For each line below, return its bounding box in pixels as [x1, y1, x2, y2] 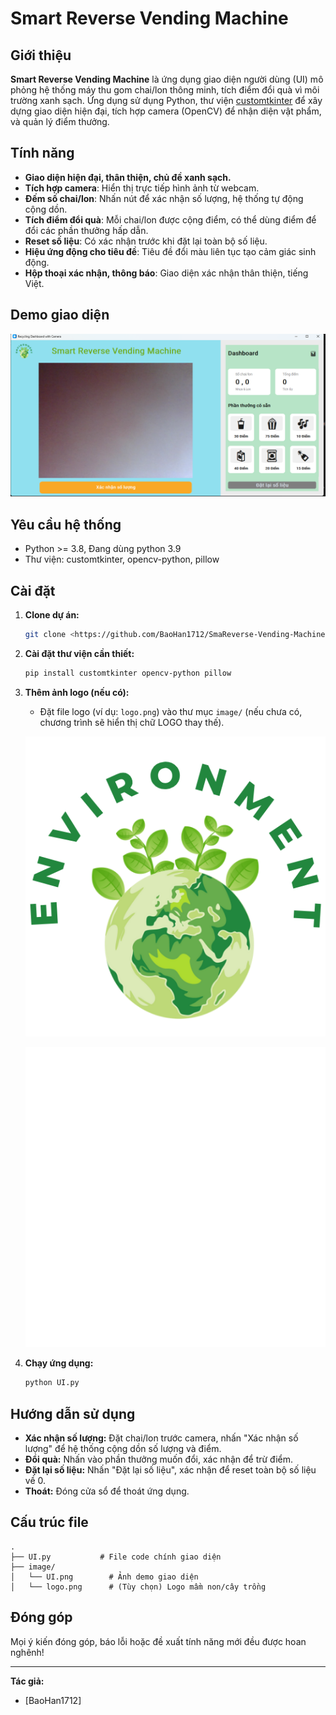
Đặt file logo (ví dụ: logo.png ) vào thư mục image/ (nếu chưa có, [39, 705, 303, 717]
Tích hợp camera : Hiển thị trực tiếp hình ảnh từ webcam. [24, 182, 260, 194]
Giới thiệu [10, 47, 72, 64]
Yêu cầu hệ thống [10, 516, 122, 533]
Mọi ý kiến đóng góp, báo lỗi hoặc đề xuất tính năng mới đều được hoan [10, 1635, 307, 1647]
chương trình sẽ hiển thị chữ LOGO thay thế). [39, 716, 225, 728]
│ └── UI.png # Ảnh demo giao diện [10, 1572, 199, 1582]
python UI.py [24, 1378, 80, 1388]
